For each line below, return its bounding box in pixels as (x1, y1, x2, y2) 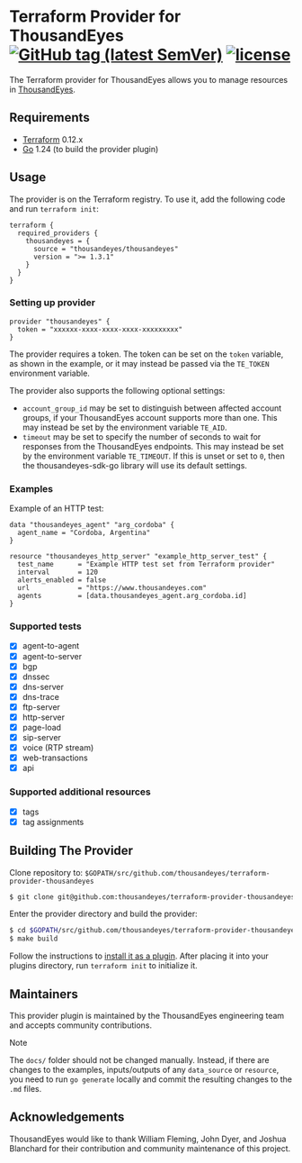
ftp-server (22, 701, 61, 713)
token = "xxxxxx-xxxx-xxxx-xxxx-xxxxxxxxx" (17, 324, 182, 334)
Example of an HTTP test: (9, 503, 104, 514)
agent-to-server (22, 650, 83, 661)
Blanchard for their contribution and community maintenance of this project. (9, 1142, 291, 1154)
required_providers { (17, 228, 99, 238)
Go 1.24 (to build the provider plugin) (22, 143, 159, 154)
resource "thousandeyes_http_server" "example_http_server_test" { (9, 552, 268, 561)
